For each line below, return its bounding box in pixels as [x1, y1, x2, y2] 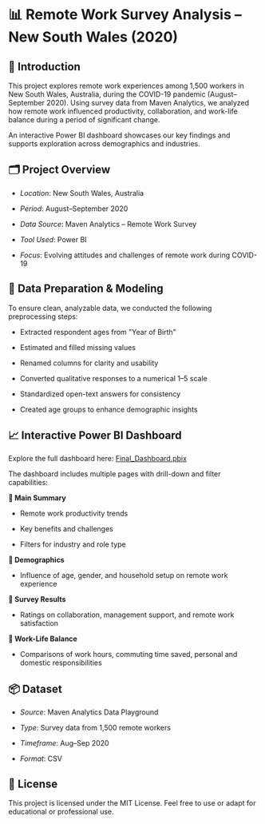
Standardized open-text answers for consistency [19, 388, 181, 399]
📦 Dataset [8, 682, 62, 695]
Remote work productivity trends [19, 508, 129, 519]
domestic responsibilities [19, 658, 102, 667]
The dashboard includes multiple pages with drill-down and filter [8, 469, 221, 479]
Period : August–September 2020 [19, 204, 129, 213]
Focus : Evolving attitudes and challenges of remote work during [19, 250, 231, 260]
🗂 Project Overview [8, 163, 111, 177]
